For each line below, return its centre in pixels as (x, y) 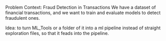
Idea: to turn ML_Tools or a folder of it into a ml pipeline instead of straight (83, 28)
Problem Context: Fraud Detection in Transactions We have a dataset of (81, 7)
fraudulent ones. (23, 18)
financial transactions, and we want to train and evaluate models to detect (83, 13)
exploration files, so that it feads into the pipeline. (57, 33)
